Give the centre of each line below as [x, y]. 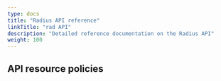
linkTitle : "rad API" [39, 27]
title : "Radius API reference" [54, 20]
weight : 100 [25, 40]
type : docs [23, 14]
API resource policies [56, 69]
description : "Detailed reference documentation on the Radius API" [111, 33]
